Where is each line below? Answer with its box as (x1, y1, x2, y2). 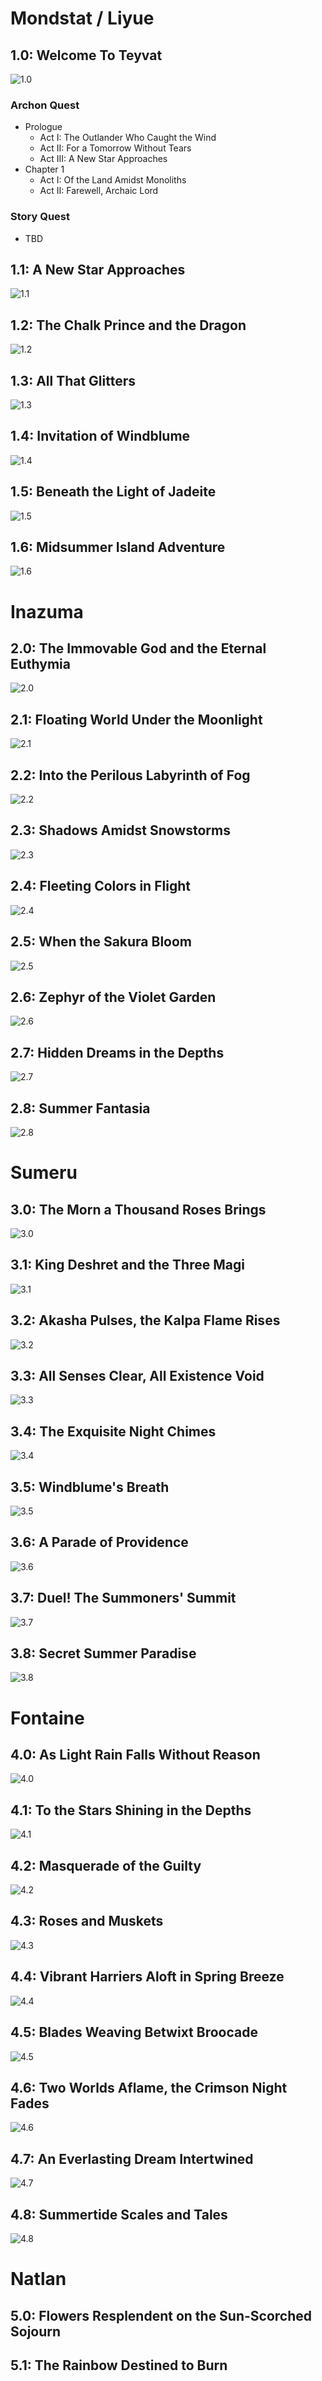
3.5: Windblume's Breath (10, 1478, 170, 1496)
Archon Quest (10, 98, 80, 112)
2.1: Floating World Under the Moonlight (10, 711, 263, 728)
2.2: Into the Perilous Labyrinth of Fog (10, 767, 251, 784)
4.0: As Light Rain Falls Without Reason (10, 1747, 261, 1764)
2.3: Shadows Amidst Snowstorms (10, 822, 231, 839)
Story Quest (10, 210, 71, 224)
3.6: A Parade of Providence (10, 1534, 189, 1551)
